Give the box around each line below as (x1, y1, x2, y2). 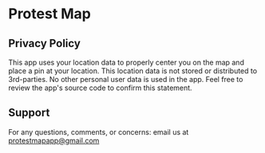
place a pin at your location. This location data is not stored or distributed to (8, 66, 258, 76)
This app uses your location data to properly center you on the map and (8, 57, 245, 67)
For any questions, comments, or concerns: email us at (8, 127, 189, 136)
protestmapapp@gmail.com (8, 135, 100, 145)
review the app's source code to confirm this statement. (8, 83, 193, 92)
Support (8, 106, 50, 120)
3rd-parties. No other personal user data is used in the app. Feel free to (8, 75, 243, 84)
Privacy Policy (8, 37, 81, 50)
